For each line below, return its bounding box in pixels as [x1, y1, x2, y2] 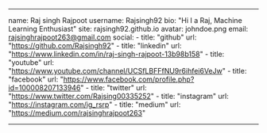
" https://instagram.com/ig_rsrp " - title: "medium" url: [8, 100, 181, 109]
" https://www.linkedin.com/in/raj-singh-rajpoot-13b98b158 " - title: [8, 49, 225, 59]
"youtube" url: [8, 58, 54, 67]
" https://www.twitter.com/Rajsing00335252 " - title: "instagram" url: [8, 92, 229, 101]
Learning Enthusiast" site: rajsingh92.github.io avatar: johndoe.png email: [8, 25, 249, 33]
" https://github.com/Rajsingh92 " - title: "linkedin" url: [8, 41, 182, 50]
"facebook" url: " [8, 74, 64, 84]
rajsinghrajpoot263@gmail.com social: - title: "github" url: [8, 32, 197, 42]
